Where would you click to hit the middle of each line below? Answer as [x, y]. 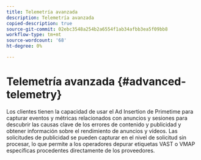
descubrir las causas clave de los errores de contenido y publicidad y [94, 124]
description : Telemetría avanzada [50, 18]
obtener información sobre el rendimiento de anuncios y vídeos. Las [92, 131]
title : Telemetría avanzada [42, 12]
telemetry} [34, 95]
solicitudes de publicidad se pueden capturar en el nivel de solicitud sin [96, 137]
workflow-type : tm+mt [34, 35]
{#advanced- [152, 82]
